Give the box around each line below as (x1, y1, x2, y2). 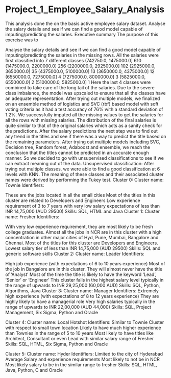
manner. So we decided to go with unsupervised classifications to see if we (5, 155, 164, 161)
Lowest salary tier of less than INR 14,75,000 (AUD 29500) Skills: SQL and (5, 245, 161, 251)
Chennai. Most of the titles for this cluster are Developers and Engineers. (5, 240, 158, 246)
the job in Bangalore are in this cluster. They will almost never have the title (5, 266, 162, 272)
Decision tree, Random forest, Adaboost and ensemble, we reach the (5, 144, 151, 150)
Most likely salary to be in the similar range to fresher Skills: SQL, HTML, (5, 361, 157, 368)
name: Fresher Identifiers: (5, 213, 60, 220)
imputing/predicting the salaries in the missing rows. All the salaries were (5, 52, 159, 58)
